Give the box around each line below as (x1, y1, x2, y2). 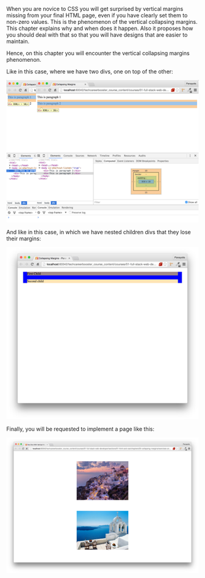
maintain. (6, 38, 29, 45)
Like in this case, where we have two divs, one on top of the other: (6, 68, 173, 75)
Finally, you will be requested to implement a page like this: (6, 425, 154, 432)
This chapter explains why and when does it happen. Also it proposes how (6, 24, 193, 32)
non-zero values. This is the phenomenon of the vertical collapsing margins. (6, 18, 198, 25)
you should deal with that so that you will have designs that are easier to (6, 31, 188, 39)
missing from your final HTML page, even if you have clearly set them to (6, 12, 188, 19)
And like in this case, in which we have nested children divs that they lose (6, 229, 191, 236)
